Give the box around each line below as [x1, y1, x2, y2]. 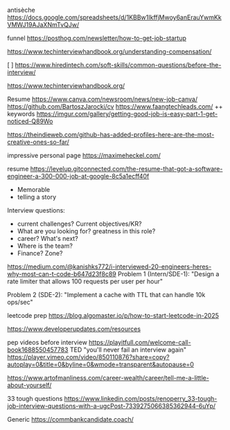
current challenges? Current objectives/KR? [17, 220, 142, 228]
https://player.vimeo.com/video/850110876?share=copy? [7, 353, 170, 361]
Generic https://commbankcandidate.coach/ [7, 415, 134, 423]
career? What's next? [17, 235, 78, 242]
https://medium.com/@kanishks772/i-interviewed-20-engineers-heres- [7, 262, 212, 271]
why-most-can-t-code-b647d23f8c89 [7, 270, 116, 278]
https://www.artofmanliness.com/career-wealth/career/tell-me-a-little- [7, 374, 209, 382]
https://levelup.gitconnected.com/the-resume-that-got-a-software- [30, 165, 223, 172]
